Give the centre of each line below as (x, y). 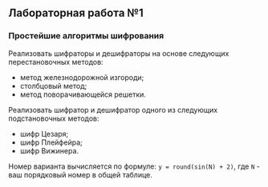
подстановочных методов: (54, 118)
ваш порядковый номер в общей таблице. (80, 174)
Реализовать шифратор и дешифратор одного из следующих (113, 109)
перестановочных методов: (56, 62)
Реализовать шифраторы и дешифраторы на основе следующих (119, 53)
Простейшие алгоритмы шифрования (86, 36)
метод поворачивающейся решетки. (83, 94)
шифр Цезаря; (44, 133)
